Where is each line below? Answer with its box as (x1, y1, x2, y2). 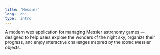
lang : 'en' (5, 12, 27, 16)
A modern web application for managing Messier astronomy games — (5, 29, 145, 35)
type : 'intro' (5, 16, 34, 21)
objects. (5, 44, 21, 51)
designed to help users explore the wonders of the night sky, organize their (5, 34, 155, 40)
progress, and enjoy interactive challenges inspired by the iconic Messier (5, 40, 151, 45)
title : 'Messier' (5, 7, 40, 12)
